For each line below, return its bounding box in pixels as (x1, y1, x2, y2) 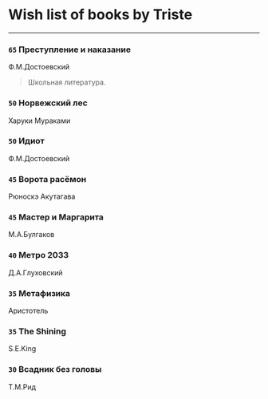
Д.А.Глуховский (8, 267, 63, 277)
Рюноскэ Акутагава (8, 192, 76, 201)
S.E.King (8, 344, 37, 354)
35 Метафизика (8, 287, 70, 298)
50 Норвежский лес (8, 97, 88, 109)
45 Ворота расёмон (8, 173, 87, 184)
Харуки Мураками (8, 116, 71, 125)
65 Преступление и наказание (8, 44, 132, 55)
